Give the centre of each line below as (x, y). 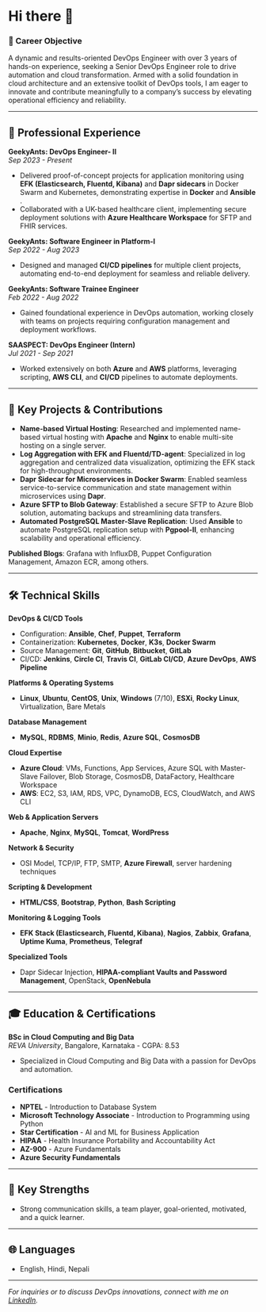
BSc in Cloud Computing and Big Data (71, 1037)
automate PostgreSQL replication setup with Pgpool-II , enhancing (127, 530)
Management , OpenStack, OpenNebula (85, 980)
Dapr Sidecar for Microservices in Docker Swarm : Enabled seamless (133, 480)
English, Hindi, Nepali (54, 1268)
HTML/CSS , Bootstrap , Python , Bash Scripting (97, 902)
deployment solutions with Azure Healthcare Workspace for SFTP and (135, 218)
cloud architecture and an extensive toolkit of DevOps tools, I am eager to (128, 83)
